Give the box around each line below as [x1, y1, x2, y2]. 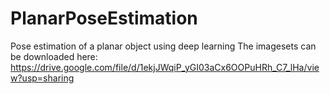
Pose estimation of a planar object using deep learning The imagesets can [10, 40, 317, 52]
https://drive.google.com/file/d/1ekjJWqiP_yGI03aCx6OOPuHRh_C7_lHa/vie [10, 61, 320, 73]
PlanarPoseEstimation [10, 7, 198, 30]
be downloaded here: [10, 50, 98, 62]
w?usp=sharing [10, 72, 75, 84]
